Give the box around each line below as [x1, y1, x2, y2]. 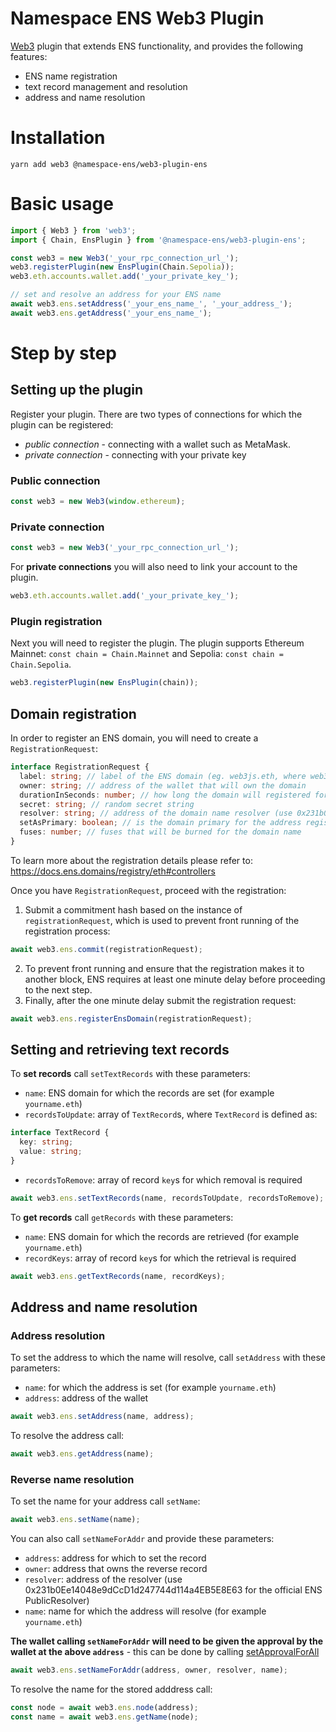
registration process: [24, 925, 111, 937]
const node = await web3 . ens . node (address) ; [10, 1703, 199, 1713]
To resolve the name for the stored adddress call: [10, 1683, 213, 1696]
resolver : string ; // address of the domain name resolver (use [19, 808, 293, 819]
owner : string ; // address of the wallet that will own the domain [19, 780, 307, 791]
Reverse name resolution [10, 1473, 135, 1487]
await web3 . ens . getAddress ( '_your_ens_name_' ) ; [10, 308, 213, 318]
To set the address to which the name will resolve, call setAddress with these [10, 1352, 326, 1364]
